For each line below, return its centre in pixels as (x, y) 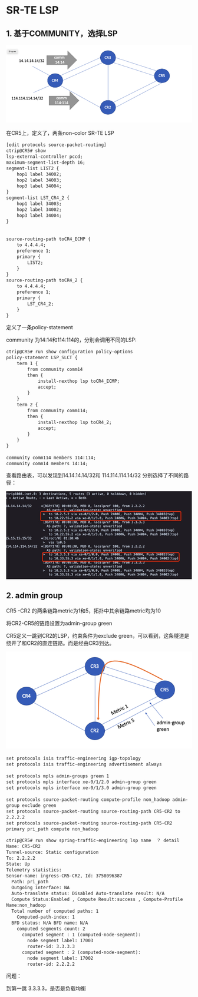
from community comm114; (58, 411)
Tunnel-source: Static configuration (52, 852)
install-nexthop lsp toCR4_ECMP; (78, 381)
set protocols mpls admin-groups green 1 (58, 776)
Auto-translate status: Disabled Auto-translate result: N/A (88, 893)
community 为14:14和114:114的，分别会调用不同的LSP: (71, 340)
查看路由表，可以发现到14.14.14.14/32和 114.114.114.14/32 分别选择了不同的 (95, 475)
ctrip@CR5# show (26, 151)
